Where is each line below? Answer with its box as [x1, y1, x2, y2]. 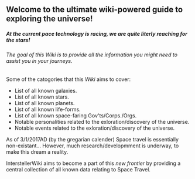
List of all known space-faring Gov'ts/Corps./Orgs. [14, 112, 137, 119]
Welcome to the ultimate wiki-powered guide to [6, 5, 183, 15]
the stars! [6, 36, 30, 43]
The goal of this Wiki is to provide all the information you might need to [6, 51, 177, 58]
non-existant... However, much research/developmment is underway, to [6, 142, 179, 149]
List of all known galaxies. [14, 87, 77, 94]
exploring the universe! [6, 14, 93, 24]
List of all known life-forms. [14, 106, 81, 113]
